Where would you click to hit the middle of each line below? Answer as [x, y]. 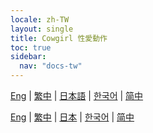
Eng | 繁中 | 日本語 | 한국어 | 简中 [77, 95]
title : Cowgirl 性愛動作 [59, 38]
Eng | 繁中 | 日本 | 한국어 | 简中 [72, 117]
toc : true [31, 47]
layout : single [42, 29]
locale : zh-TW [40, 19]
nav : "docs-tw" [51, 66]
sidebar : [28, 57]
